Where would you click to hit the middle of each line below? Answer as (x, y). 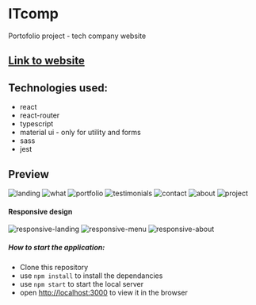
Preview (29, 174)
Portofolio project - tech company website (77, 36)
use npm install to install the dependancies (91, 276)
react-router (40, 115)
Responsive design (40, 211)
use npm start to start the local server (82, 284)
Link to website (46, 61)
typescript (36, 124)
